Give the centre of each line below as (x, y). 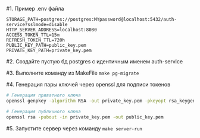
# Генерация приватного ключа (44, 95)
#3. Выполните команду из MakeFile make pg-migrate (73, 73)
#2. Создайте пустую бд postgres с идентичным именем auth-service (95, 61)
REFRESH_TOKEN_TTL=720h (36, 40)
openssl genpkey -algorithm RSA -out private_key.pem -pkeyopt (86, 101)
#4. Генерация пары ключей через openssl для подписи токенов (88, 84)
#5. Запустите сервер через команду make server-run (74, 128)
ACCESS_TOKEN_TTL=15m (33, 35)
